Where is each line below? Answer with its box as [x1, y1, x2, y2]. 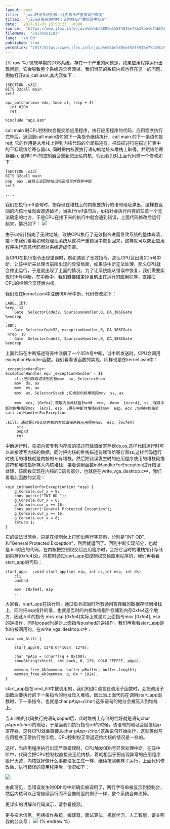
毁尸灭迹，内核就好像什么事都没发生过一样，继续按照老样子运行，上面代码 [5, 757, 160, 764]
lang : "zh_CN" [5, 36, 37, 41]
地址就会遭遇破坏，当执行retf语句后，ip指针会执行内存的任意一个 [22, 208, 158, 214]
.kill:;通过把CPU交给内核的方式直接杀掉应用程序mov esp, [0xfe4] [5, 420, 135, 425]
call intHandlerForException [5, 410, 67, 415]
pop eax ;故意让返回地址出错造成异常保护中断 [5, 179, 92, 184]
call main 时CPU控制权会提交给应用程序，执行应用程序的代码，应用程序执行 [5, 127, 163, 133]
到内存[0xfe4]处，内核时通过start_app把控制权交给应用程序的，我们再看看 [5, 552, 160, 559]
